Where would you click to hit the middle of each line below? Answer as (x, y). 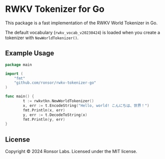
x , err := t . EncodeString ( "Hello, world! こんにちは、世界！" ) (86, 106)
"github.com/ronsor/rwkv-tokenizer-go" (55, 83)
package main (19, 65)
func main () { (20, 97)
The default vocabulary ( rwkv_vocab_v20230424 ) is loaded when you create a (82, 32)
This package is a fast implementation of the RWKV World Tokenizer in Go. (81, 23)
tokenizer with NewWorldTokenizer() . (42, 38)
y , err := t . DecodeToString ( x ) (55, 115)
